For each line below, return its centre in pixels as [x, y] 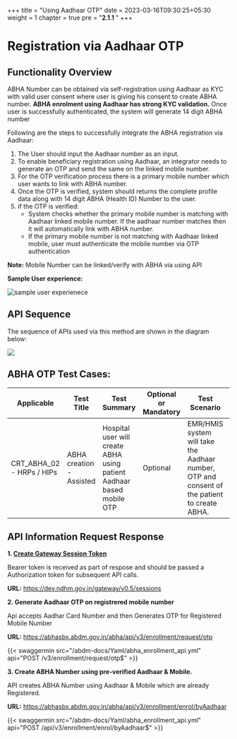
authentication [49, 251]
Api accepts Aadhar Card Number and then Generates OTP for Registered [115, 616]
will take [201, 441]
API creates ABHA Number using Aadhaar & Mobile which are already [108, 685]
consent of [205, 485]
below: [17, 338]
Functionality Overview [60, 72]
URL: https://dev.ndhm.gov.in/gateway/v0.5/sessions [84, 589]
